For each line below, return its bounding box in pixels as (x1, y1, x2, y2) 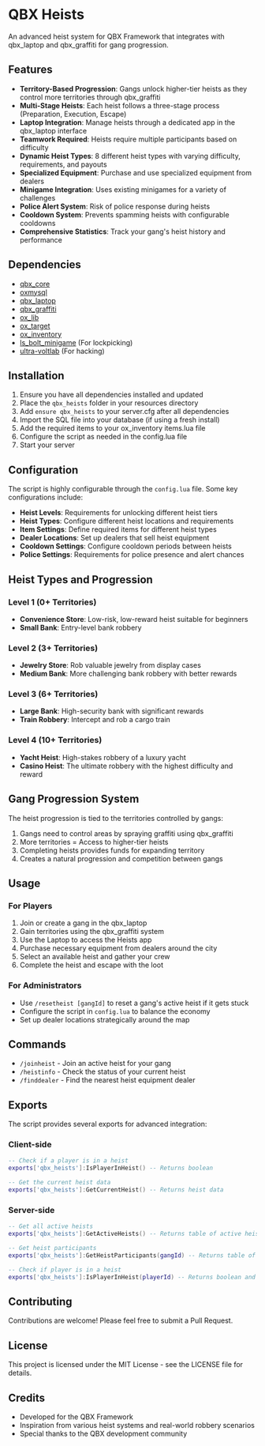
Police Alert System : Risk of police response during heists (19, 201, 211, 211)
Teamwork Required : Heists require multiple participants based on (19, 134, 237, 144)
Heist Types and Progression (8, 573, 154, 586)
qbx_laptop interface (19, 126, 88, 135)
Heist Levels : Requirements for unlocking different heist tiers (19, 508, 218, 518)
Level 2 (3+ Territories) (8, 642, 99, 653)
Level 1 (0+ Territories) (8, 597, 97, 608)
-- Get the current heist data (8, 1179, 111, 1187)
